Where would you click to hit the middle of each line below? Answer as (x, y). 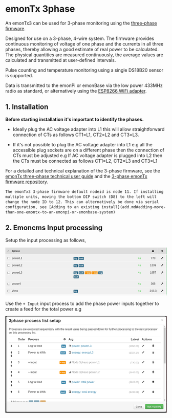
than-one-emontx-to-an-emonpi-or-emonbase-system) (60, 212)
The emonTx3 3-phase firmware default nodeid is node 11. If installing (84, 192)
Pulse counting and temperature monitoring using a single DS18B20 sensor (84, 70)
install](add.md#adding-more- (134, 207)
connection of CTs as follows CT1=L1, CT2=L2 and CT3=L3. (76, 135)
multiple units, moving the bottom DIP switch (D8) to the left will (81, 197)
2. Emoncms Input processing (54, 228)
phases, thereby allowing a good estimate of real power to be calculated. (82, 49)
